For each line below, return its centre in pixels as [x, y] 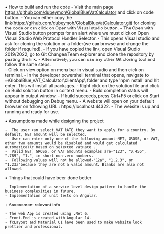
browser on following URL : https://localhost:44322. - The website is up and [82, 106]
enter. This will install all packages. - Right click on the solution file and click [82, 85]
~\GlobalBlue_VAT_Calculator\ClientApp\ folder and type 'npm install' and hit [82, 80]
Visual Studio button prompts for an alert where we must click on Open [77, 33]
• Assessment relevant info [33, 205]
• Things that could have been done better [48, 178]
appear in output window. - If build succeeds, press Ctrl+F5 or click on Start [82, 96]
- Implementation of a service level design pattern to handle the [76, 187]
